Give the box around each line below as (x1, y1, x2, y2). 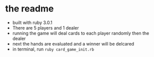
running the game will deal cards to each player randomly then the (12, 30, 149, 36)
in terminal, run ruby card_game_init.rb (12, 46, 94, 52)
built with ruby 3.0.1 (12, 19, 52, 25)
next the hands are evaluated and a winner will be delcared (12, 40, 134, 46)
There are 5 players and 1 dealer (12, 24, 79, 30)
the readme (5, 3, 54, 14)
